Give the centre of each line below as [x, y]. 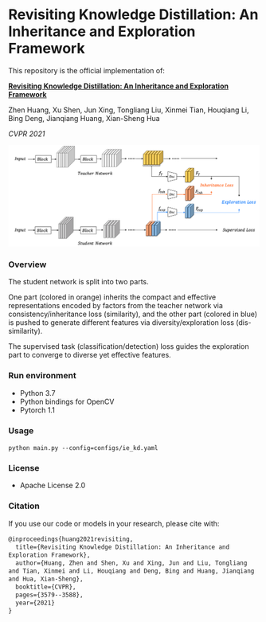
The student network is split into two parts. [78, 282]
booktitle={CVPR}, [46, 587]
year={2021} [35, 603]
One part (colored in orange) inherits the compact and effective [112, 297]
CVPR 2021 [27, 134]
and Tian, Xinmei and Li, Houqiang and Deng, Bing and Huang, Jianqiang [131, 571]
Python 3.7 [37, 393]
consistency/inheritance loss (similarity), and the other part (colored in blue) [133, 314]
